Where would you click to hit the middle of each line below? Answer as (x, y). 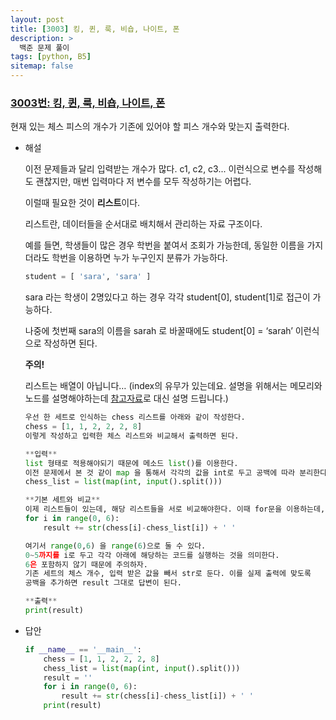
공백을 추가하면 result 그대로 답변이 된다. (103, 583)
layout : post (37, 19)
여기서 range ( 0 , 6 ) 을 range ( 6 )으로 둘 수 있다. (115, 546)
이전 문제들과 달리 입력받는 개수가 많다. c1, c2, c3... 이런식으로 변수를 (160, 169)
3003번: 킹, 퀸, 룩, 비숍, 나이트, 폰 (88, 103)
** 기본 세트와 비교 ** (62, 500)
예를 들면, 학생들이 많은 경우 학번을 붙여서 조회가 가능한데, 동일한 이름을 (164, 245)
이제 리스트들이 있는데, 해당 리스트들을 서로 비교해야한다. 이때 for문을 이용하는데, (175, 509)
